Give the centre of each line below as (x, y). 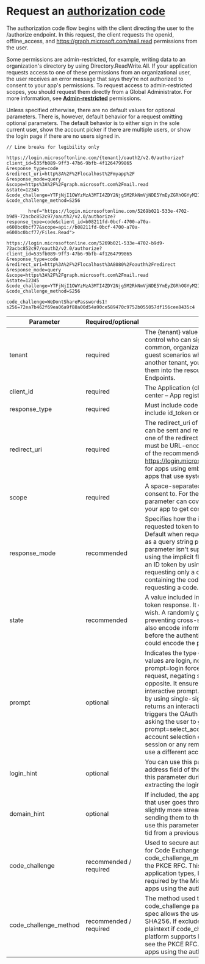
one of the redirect (171, 438)
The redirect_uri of (171, 423)
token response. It (171, 605)
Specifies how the (171, 518)
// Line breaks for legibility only (53, 147)
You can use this (168, 762)
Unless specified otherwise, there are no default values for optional (91, 110)
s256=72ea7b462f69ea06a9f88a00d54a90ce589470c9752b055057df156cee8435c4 (101, 307)
